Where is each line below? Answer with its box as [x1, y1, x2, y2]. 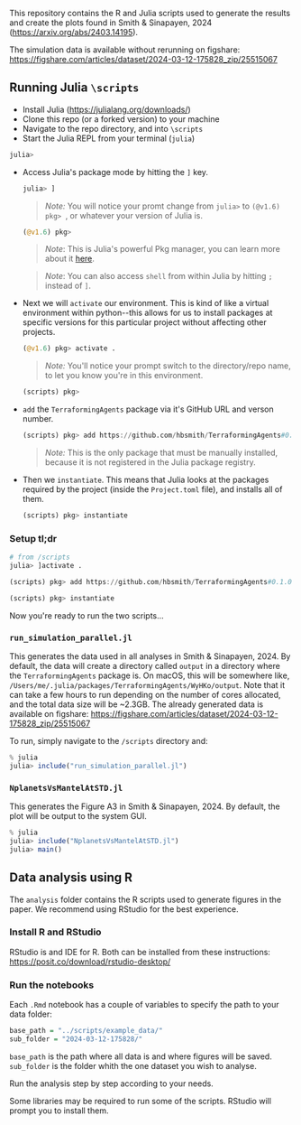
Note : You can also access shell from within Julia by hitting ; [44, 271, 273, 282]
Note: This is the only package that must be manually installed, [44, 447, 278, 459]
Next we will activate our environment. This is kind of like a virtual [22, 298, 269, 309]
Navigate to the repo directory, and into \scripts [22, 123, 204, 134]
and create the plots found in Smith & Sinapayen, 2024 [9, 17, 213, 28]
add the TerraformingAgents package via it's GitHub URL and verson [22, 404, 274, 414]
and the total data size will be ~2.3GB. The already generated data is [9, 699, 264, 710]
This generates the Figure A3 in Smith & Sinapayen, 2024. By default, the [9, 801, 281, 812]
